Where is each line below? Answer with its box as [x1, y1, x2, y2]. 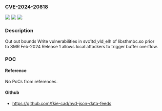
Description [5, 27, 34, 34]
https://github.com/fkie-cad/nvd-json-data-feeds [12, 100, 112, 106]
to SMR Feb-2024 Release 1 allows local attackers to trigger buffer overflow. [5, 43, 158, 49]
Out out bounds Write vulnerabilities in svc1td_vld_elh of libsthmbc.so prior [5, 38, 155, 44]
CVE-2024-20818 [5, 3, 48, 10]
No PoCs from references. [5, 78, 58, 84]
